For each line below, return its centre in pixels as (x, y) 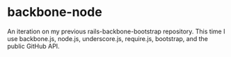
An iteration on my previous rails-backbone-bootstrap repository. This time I (116, 31)
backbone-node (55, 12)
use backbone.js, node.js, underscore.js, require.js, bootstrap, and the (108, 38)
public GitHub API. (34, 46)
